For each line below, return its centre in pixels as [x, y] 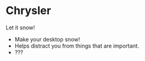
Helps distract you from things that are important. [77, 46]
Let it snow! [20, 27]
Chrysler [28, 11]
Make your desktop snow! [47, 39]
